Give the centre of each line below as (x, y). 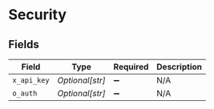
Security (37, 15)
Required (131, 67)
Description (179, 67)
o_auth (25, 93)
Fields (24, 44)
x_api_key (31, 81)
